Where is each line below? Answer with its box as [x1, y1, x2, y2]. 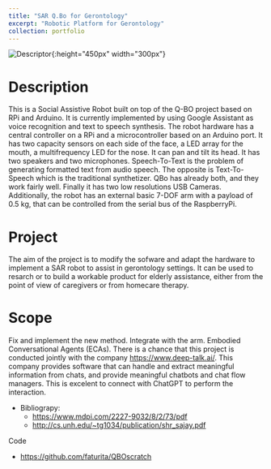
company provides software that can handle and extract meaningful [8, 362, 235, 372]
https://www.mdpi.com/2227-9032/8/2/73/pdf [32, 411, 188, 422]
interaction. [8, 387, 47, 398]
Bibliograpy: [19, 403, 61, 413]
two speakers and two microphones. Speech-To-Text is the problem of [8, 156, 244, 166]
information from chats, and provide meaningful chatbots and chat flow [8, 370, 246, 380]
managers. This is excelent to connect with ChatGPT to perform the [8, 379, 234, 389]
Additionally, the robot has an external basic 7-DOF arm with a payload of [8, 191, 253, 200]
